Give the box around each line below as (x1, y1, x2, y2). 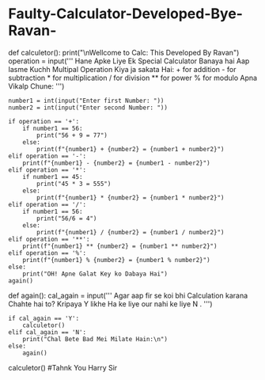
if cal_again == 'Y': (8, 314, 80, 322)
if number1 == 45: (22, 173, 83, 180)
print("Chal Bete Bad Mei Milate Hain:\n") (22, 335, 168, 343)
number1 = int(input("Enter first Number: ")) (8, 97, 165, 104)
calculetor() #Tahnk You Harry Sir (8, 363, 118, 372)
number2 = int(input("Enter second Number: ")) (8, 104, 168, 112)
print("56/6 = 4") (36, 215, 97, 222)
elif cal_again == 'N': (8, 328, 87, 336)
